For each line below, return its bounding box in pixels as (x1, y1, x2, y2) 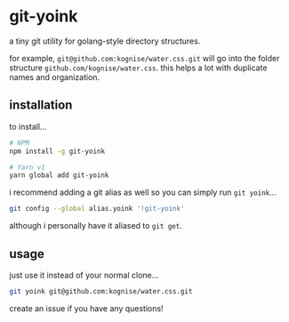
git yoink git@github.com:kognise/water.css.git (9, 286, 193, 295)
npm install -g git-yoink (9, 147, 105, 156)
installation (9, 98, 73, 113)
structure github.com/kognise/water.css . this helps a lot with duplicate (9, 62, 268, 73)
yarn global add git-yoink (9, 171, 109, 180)
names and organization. (9, 71, 100, 82)
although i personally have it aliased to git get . (9, 221, 182, 231)
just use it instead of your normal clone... (9, 270, 159, 280)
